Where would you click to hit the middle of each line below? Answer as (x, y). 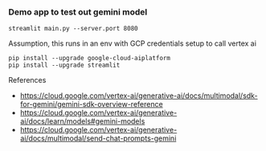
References (27, 80)
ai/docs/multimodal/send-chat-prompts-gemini (98, 138)
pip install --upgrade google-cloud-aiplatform (90, 59)
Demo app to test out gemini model (78, 12)
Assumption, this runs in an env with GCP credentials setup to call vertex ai (133, 43)
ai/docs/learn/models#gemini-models (82, 121)
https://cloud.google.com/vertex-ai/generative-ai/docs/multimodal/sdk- (139, 96)
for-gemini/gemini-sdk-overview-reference (91, 104)
